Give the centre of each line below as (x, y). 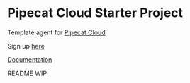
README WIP (27, 73)
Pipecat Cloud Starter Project (95, 13)
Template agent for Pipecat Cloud (56, 32)
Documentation (30, 59)
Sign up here (26, 46)
